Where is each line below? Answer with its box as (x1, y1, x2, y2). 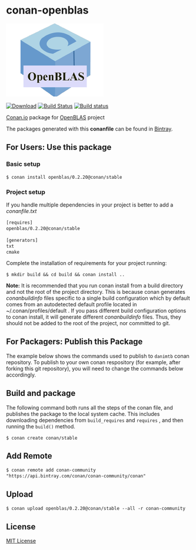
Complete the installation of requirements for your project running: (6, 259, 167, 266)
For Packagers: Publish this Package (6, 337, 143, 347)
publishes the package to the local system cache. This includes (6, 410, 160, 417)
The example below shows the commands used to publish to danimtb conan (6, 352, 190, 359)
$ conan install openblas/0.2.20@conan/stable (6, 174, 122, 180)
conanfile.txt (6, 207, 37, 214)
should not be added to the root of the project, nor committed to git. (6, 319, 171, 326)
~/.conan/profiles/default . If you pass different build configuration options (6, 307, 187, 314)
